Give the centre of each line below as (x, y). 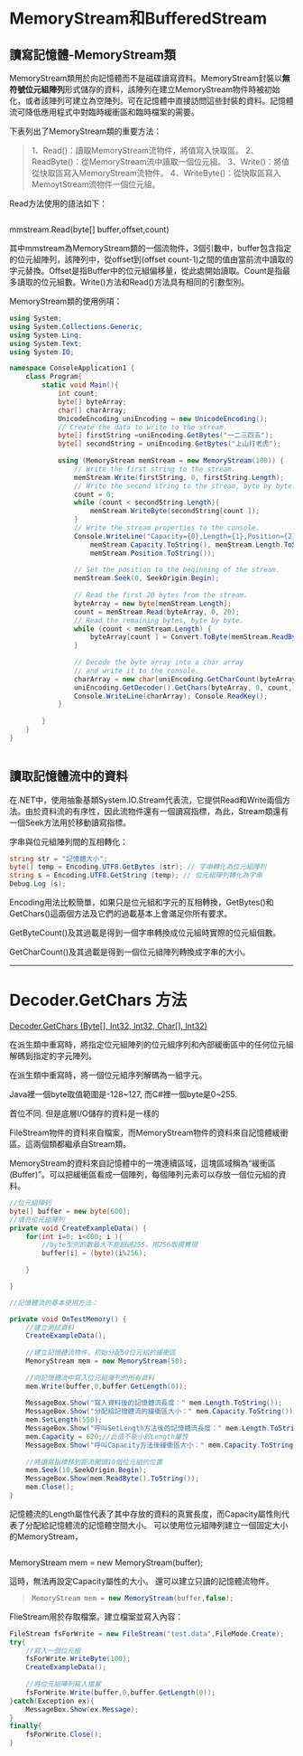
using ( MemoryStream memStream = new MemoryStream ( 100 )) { (170, 461)
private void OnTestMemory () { (68, 1319)
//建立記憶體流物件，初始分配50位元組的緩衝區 (101, 1353)
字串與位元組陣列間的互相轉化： (69, 841)
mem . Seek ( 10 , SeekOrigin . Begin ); (86, 1470)
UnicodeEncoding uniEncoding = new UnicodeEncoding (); (163, 418)
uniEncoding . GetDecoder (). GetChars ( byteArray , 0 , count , (183, 688)
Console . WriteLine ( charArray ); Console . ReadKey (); (171, 696)
